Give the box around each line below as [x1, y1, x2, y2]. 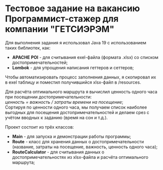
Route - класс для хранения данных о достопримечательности [12, 138, 144, 144]
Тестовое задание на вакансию [5, 3, 140, 14]
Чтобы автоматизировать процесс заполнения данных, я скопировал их [5, 74, 156, 80]
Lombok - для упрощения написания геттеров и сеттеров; [12, 64, 134, 71]
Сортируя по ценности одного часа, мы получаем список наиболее [5, 104, 147, 110]
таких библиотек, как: [5, 45, 51, 51]
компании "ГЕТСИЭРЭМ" [5, 24, 115, 35]
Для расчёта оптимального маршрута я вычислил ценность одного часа [5, 89, 158, 94]
